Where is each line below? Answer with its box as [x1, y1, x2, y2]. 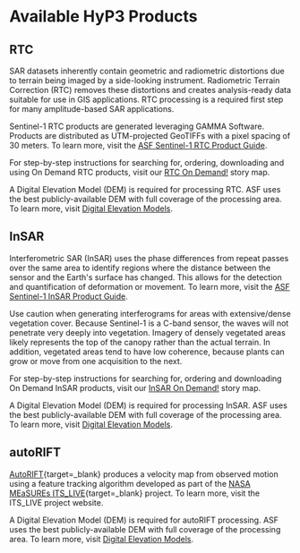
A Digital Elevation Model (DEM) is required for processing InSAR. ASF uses [9, 400, 288, 411]
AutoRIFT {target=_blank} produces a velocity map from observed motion [9, 468, 279, 480]
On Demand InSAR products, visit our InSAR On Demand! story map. [9, 382, 261, 393]
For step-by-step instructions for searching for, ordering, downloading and [9, 157, 285, 167]
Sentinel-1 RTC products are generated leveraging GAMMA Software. [9, 121, 265, 132]
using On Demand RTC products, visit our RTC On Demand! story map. [9, 167, 270, 177]
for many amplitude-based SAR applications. [9, 104, 175, 114]
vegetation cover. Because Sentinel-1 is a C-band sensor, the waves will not [9, 318, 289, 328]
